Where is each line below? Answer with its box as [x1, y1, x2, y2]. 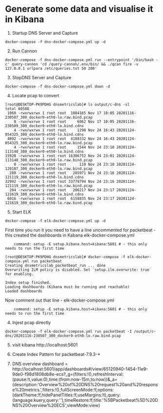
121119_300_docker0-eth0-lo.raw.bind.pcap [5, 183, 93, 188]
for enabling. [5, 271, 34, 277]
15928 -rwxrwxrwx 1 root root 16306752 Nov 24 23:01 [5, 153, 115, 158]
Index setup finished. [5, 280, 51, 285]
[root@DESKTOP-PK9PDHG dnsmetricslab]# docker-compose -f [5, 254, 125, 260]
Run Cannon [12, 48, 38, 54]
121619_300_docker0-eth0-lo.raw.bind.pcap [5, 200, 93, 205]
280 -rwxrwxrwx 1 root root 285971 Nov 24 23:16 [9, 170, 115, 175]
